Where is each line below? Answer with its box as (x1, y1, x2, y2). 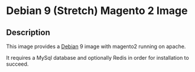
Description (6, 28, 50, 37)
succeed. (6, 60, 29, 67)
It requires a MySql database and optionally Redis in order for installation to (6, 54, 189, 61)
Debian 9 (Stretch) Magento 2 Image (6, 4, 188, 18)
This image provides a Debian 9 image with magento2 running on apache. (6, 43, 186, 50)
